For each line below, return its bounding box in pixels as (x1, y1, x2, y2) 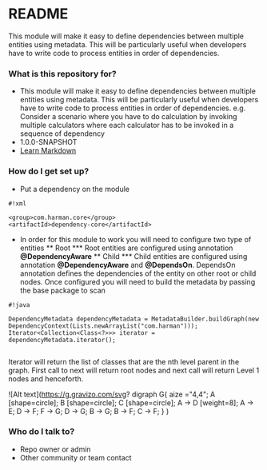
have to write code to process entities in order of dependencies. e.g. (19, 103, 246, 113)
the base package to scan (19, 285, 106, 295)
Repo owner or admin (19, 444, 91, 454)
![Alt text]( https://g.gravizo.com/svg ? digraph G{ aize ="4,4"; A (8, 389, 216, 399)
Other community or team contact (19, 452, 132, 462)
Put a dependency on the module (19, 184, 130, 193)
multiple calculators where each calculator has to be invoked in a (19, 121, 234, 130)
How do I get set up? (8, 165, 90, 177)
